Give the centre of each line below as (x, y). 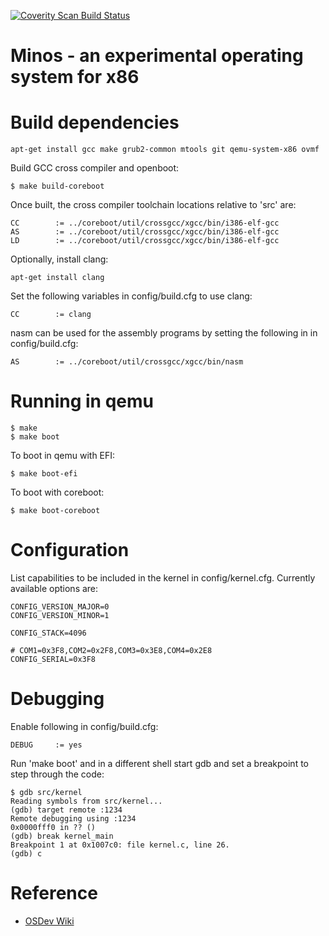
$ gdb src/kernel (46, 792)
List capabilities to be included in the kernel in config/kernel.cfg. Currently (163, 578)
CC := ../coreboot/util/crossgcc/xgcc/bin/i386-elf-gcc (145, 223)
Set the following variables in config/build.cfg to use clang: (131, 296)
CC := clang (51, 315)
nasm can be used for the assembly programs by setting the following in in (164, 333)
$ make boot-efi (44, 474)
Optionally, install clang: (59, 259)
